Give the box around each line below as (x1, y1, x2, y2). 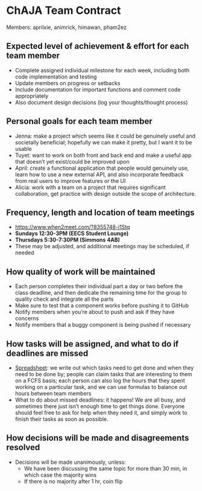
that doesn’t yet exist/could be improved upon (14, 158, 130, 165)
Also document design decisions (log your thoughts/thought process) (14, 98, 188, 106)
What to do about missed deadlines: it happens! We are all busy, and (14, 396, 186, 403)
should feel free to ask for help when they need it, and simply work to (14, 409, 188, 416)
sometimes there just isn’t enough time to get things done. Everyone (14, 403, 185, 409)
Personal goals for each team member (6, 116, 153, 127)
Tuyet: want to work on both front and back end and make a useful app (14, 152, 192, 159)
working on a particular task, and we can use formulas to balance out (14, 383, 188, 390)
